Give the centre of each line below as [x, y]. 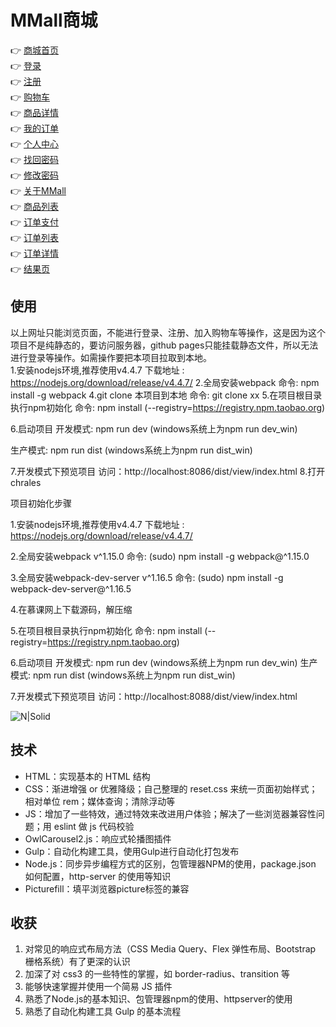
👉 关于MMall [38, 190]
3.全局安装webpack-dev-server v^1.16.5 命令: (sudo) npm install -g [147, 577]
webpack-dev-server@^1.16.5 [71, 588]
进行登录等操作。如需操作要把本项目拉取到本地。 [111, 357]
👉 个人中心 [35, 143]
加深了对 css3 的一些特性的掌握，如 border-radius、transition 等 [157, 974]
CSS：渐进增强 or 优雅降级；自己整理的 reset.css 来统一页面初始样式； [171, 788]
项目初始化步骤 [41, 503]
